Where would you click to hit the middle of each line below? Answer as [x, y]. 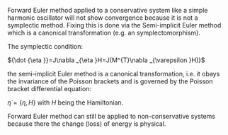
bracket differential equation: [50, 89]
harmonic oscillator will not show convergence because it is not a [103, 18]
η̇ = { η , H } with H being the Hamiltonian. [65, 102]
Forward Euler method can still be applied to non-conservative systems [112, 116]
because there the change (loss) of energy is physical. [87, 124]
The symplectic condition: [45, 46]
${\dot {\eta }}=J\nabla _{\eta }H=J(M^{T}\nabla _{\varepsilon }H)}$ [106, 60]
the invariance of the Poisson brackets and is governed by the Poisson [110, 81]
